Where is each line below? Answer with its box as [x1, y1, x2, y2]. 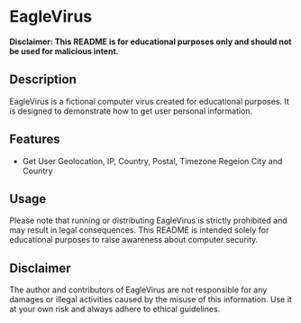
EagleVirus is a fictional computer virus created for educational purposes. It [9, 96, 290, 106]
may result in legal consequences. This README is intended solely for [9, 225, 269, 235]
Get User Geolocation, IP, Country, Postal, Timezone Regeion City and [22, 155, 283, 166]
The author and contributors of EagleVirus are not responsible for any [9, 284, 268, 295]
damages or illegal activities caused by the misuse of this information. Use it [9, 294, 293, 305]
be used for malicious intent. [9, 45, 119, 56]
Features [9, 132, 60, 147]
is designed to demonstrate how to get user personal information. [9, 106, 253, 116]
